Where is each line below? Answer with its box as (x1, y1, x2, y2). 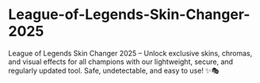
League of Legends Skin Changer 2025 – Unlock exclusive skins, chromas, (8, 48, 253, 58)
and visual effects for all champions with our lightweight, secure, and (8, 57, 234, 66)
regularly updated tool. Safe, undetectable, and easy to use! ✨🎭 (8, 66, 220, 75)
